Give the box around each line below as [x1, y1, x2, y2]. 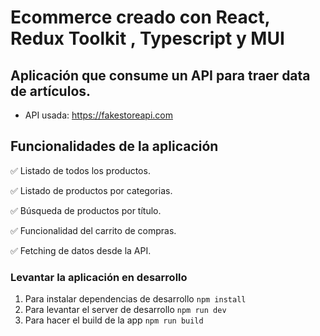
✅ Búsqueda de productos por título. [10, 204, 162, 216]
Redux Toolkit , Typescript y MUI [10, 27, 285, 50]
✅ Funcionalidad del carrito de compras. [10, 224, 177, 236]
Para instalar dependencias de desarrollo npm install [24, 293, 247, 305]
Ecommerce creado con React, [10, 6, 270, 29]
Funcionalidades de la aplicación [10, 138, 219, 155]
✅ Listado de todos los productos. [10, 164, 151, 176]
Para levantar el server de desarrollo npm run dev [24, 304, 227, 316]
